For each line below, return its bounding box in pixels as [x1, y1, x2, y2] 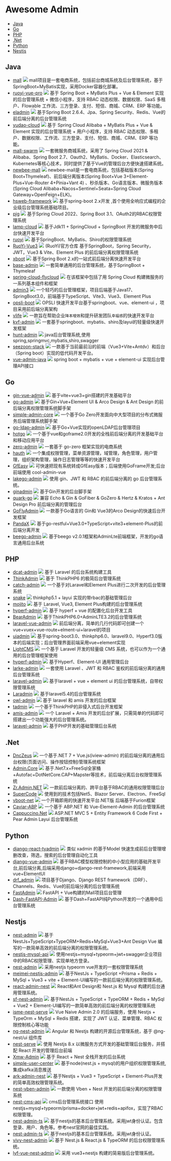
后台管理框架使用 [21, 653, 58, 659]
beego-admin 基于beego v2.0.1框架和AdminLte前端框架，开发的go [12, 533, 159, 539]
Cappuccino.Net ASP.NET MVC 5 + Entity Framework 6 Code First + [12, 810, 163, 816]
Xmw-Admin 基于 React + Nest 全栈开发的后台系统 [12, 1053, 126, 1060]
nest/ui [12, 1034, 28, 1040]
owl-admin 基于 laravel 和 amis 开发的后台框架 [12, 697, 116, 703]
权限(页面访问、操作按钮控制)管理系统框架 [17, 759, 106, 765]
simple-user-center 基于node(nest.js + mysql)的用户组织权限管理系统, [12, 1060, 166, 1066]
